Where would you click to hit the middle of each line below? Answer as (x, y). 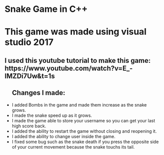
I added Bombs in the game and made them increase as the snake (79, 104)
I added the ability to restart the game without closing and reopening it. (84, 131)
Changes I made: (38, 93)
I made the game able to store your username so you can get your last (83, 120)
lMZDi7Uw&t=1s (30, 76)
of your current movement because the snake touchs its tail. (73, 147)
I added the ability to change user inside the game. (64, 136)
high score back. (29, 126)
